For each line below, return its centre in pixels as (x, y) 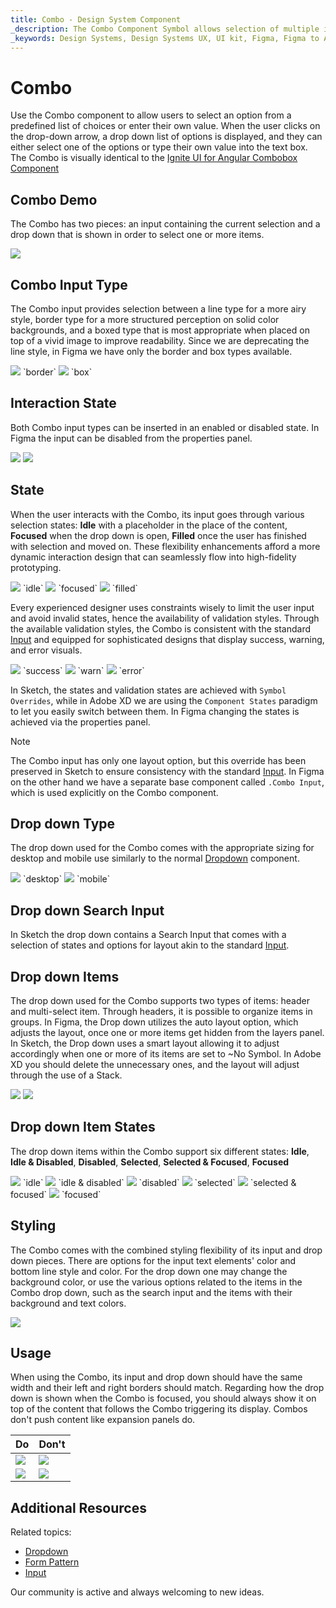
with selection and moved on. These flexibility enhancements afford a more (165, 546)
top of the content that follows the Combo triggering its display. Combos (159, 1409)
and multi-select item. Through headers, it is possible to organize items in (161, 1011)
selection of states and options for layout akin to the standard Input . (150, 945)
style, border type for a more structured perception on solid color (145, 319)
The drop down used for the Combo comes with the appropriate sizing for (162, 848)
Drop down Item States (83, 1127)
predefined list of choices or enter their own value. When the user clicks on (165, 126)
